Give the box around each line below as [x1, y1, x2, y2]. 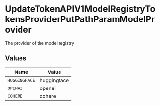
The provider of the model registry [5, 40, 75, 46]
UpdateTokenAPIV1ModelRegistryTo [5, 3, 156, 15]
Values [5, 54, 27, 63]
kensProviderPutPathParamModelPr [5, 14, 155, 25]
